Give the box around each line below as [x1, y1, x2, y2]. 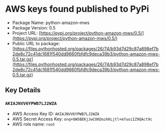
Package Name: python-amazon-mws [12, 20, 90, 26]
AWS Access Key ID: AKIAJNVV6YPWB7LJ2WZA [12, 110, 99, 116]
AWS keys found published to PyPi [5, 3, 149, 15]
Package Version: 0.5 [12, 25, 56, 30]
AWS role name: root [12, 121, 55, 127]
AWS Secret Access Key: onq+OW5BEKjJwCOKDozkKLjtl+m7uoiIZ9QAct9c [12, 116, 153, 122]
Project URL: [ [12, 30, 41, 36]
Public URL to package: [12, 40, 60, 46]
